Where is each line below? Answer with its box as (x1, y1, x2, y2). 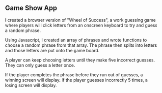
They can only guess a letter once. (5, 62, 75, 68)
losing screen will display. (5, 82, 57, 88)
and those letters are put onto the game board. (5, 47, 100, 53)
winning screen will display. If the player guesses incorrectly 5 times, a (5, 77, 148, 83)
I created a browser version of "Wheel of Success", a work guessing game (5, 17, 156, 23)
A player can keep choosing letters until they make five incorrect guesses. (5, 57, 155, 63)
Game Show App (5, 4, 57, 12)
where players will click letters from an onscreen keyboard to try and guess (5, 22, 158, 28)
